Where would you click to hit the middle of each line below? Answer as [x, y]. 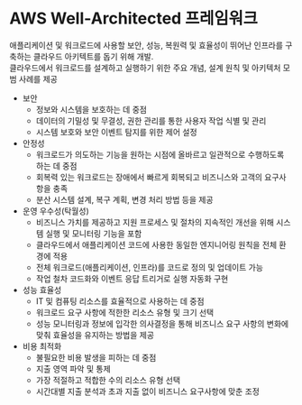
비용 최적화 [42, 346]
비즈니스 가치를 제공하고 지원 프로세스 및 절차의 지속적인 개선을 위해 [155, 222]
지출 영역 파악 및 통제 [73, 368]
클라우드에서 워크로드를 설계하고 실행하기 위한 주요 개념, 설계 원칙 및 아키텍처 [145, 68]
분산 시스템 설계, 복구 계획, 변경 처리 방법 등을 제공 [124, 199]
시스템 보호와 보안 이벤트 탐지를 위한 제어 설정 [116, 132]
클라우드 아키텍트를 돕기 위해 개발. [93, 56]
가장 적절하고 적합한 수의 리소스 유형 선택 [108, 380]
